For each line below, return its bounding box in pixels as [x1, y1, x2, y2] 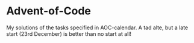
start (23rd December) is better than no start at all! [6, 30, 131, 37]
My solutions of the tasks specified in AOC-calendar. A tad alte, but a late [6, 24, 189, 31]
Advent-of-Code [6, 4, 92, 18]
